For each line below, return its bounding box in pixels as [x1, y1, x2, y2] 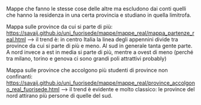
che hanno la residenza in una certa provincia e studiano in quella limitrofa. [6, 11, 191, 19]
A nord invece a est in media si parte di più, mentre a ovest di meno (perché [6, 49, 194, 56]
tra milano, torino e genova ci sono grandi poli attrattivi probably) [6, 55, 167, 62]
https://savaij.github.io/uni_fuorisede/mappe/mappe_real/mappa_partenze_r [6, 29, 195, 37]
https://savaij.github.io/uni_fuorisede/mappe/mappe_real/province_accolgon [6, 79, 196, 86]
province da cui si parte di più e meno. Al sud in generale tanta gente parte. [6, 42, 193, 49]
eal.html [6, 36, 26, 43]
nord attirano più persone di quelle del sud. [6, 92, 113, 99]
